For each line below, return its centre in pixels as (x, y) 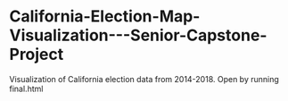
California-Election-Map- (105, 17)
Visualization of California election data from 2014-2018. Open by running (144, 79)
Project (37, 55)
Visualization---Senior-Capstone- (138, 35)
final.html (26, 88)
